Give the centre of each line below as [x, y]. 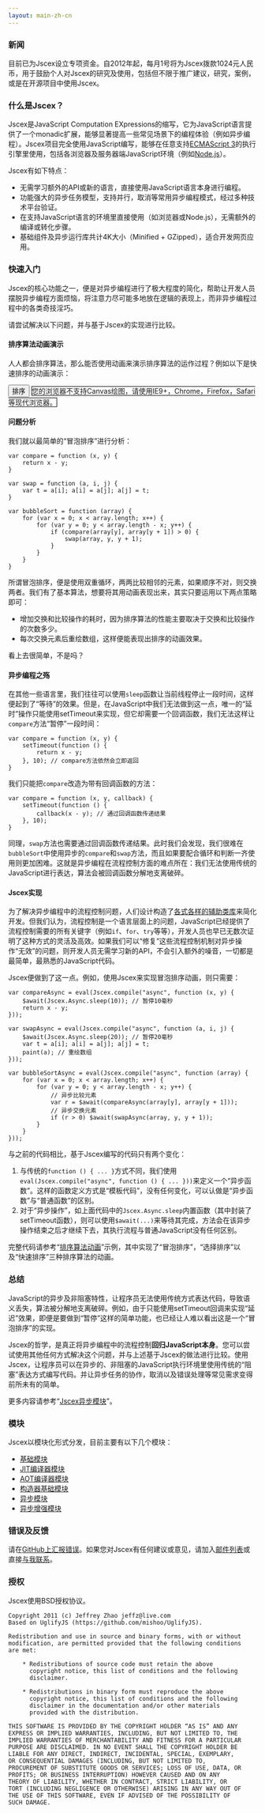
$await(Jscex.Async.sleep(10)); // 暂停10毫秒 [98, 1001]
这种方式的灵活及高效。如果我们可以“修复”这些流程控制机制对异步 [129, 941]
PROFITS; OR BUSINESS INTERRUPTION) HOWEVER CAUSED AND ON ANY [114, 1775]
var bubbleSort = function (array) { [70, 511]
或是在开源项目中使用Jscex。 [56, 83]
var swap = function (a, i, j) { [63, 483]
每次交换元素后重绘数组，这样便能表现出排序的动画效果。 [113, 638]
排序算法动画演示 [36, 344]
